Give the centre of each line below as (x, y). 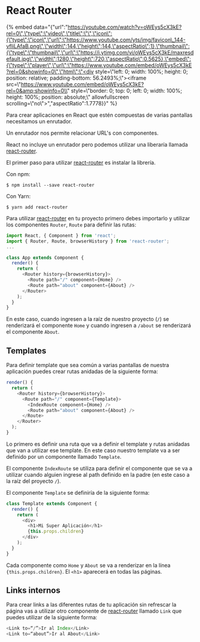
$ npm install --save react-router (50, 185)
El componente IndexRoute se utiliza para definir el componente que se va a (99, 468)
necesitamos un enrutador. (39, 121)
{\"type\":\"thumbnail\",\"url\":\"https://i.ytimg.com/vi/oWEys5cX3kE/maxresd (100, 52)
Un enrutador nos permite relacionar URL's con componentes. (82, 133)
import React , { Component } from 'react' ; (61, 235)
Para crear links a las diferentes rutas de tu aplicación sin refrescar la (91, 605)
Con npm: (18, 174)
